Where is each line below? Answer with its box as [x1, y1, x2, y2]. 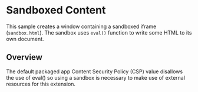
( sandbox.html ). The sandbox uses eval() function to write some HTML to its [6, 29, 192, 36]
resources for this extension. [6, 80, 75, 87]
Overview [6, 52, 43, 62]
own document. [6, 35, 44, 42]
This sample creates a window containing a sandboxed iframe [6, 23, 157, 30]
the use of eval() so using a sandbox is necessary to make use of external [6, 74, 186, 81]
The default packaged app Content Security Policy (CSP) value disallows [6, 68, 183, 75]
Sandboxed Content [6, 4, 106, 17]
